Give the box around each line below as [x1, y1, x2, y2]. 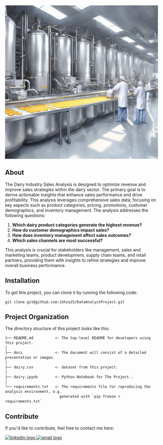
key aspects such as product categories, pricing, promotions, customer [5, 202, 148, 208]
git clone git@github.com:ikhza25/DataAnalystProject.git [5, 299, 125, 305]
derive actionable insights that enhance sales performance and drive [5, 192, 143, 197]
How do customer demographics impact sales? [12, 227, 109, 233]
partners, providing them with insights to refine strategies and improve [5, 257, 146, 263]
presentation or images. [5, 355, 55, 360]
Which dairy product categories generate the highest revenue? [12, 222, 142, 228]
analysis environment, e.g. [5, 389, 62, 394]
